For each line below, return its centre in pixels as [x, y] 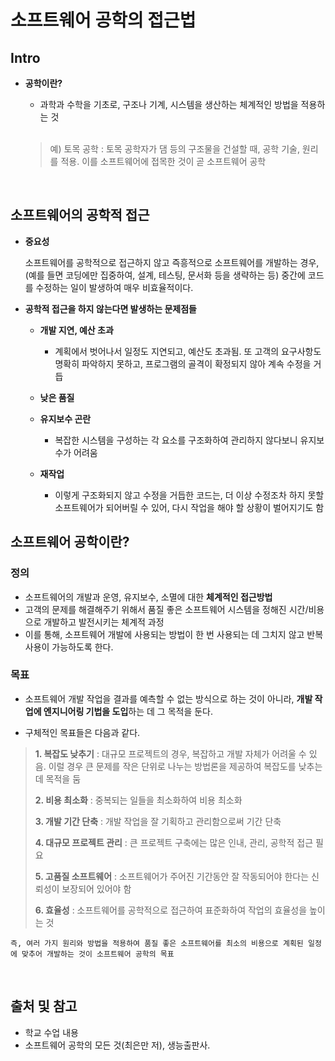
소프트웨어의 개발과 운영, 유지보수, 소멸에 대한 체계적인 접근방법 [148, 597]
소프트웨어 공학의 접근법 [103, 20]
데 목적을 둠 [58, 778]
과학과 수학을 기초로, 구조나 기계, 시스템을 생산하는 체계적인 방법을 [169, 104]
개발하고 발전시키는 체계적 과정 [104, 622]
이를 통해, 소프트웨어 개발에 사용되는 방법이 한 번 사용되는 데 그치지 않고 [164, 634]
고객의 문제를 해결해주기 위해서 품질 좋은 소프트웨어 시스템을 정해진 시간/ [166, 609]
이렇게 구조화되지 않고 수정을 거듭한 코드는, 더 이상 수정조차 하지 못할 [189, 495]
